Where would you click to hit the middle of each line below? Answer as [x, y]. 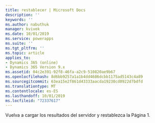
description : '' [23, 15]
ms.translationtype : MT [31, 86]
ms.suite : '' [19, 44]
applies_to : [18, 58]
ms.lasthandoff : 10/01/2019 [35, 96]
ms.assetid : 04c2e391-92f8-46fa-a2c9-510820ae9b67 [60, 72]
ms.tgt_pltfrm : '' [25, 48]
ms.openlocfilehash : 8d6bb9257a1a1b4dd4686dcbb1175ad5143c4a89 [74, 77]
